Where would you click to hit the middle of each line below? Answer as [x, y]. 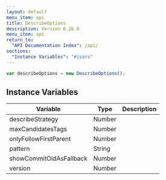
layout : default [27, 12]
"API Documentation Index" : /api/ [55, 46]
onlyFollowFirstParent [40, 139]
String [102, 149]
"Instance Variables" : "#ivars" [53, 57]
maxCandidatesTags [38, 129]
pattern [20, 149]
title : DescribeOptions [36, 23]
